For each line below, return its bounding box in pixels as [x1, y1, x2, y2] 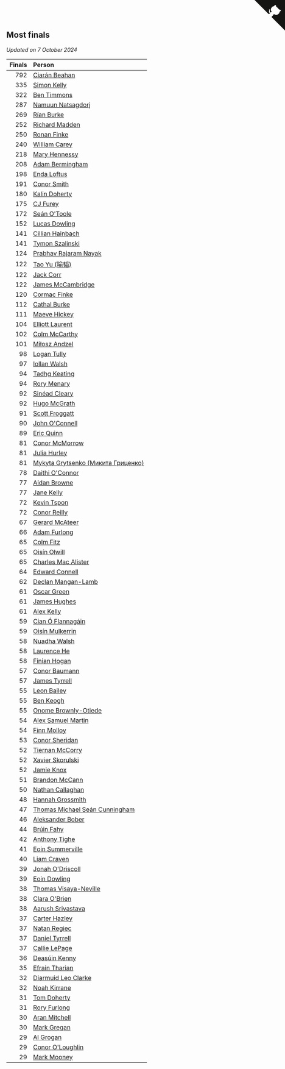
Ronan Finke [33, 130, 69, 138]
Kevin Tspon [33, 498, 69, 506]
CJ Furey [33, 199, 59, 208]
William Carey [33, 140, 73, 149]
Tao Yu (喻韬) [33, 260, 72, 268]
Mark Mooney [33, 1053, 73, 1061]
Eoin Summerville [33, 845, 83, 853]
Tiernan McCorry [33, 745, 82, 754]
